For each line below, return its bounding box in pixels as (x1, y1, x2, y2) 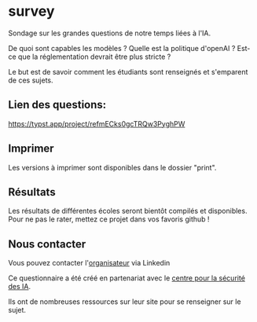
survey (8, 2, 55, 20)
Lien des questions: (8, 98, 107, 112)
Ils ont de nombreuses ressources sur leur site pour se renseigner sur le (8, 297, 241, 306)
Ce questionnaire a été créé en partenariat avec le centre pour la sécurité (8, 273, 246, 283)
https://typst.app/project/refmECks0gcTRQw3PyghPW (8, 119, 185, 128)
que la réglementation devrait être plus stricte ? (18, 52, 171, 61)
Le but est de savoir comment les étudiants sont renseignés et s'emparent (8, 67, 248, 76)
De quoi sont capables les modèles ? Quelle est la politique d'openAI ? (8, 43, 236, 53)
